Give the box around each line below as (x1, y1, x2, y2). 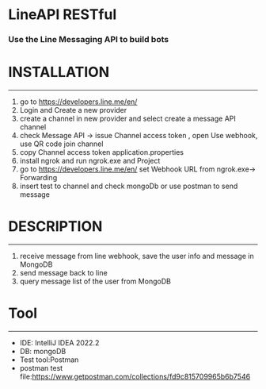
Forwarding (19, 173, 58, 183)
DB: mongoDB (19, 346, 66, 356)
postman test (19, 363, 63, 372)
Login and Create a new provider (19, 106, 127, 115)
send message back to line (19, 268, 108, 277)
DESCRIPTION (8, 218, 103, 236)
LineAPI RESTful (8, 6, 117, 24)
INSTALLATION (8, 64, 109, 81)
